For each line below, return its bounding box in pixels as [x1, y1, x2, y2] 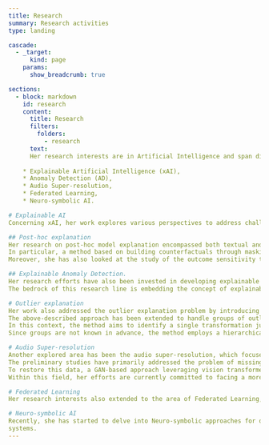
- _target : [15, 49, 52, 57]
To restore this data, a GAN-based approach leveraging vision [8, 366, 224, 374]
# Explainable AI [8, 211, 66, 219]
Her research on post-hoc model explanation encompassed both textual [8, 241, 249, 249]
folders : [37, 130, 66, 138]
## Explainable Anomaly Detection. [8, 270, 127, 279]
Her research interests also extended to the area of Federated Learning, [8, 395, 263, 403]
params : [22, 63, 48, 72]
